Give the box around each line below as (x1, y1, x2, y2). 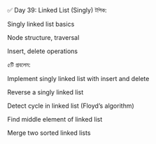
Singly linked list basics (7, 20, 75, 28)
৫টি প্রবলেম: (7, 61, 31, 69)
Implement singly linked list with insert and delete (7, 75, 150, 82)
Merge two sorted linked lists (7, 129, 91, 137)
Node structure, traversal (7, 34, 80, 41)
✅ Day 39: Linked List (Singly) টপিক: (7, 6, 107, 14)
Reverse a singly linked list (7, 88, 84, 96)
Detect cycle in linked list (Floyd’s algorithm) (7, 101, 134, 110)
